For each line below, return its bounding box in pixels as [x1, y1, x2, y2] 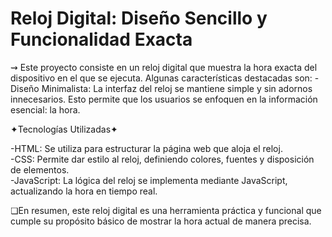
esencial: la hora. [10, 103, 81, 116]
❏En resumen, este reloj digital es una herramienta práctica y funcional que [10, 204, 322, 216]
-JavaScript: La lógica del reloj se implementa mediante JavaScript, [10, 174, 288, 186]
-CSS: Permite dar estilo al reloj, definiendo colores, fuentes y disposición [10, 153, 315, 165]
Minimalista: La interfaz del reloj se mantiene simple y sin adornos [41, 82, 313, 94]
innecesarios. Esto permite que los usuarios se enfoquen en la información [10, 93, 318, 105]
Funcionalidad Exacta [10, 28, 193, 51]
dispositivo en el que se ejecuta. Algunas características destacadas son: [10, 72, 313, 84]
